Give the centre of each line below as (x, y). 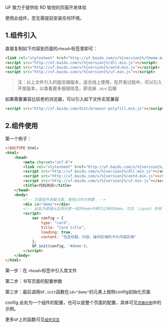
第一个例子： (18, 139)
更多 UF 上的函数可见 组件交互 (32, 319)
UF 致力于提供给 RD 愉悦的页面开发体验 (46, 7)
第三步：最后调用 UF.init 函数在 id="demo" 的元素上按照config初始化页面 (78, 292)
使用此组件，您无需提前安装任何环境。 (44, 18)
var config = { (48, 218)
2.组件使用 (22, 125)
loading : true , (56, 232)
